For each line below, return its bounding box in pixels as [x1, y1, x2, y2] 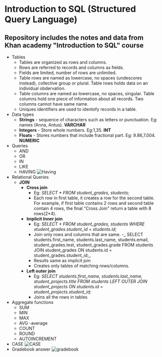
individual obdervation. [19, 85, 66, 91]
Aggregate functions [11, 300, 54, 305]
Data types [11, 111, 34, 117]
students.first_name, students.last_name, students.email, [33, 237, 149, 243]
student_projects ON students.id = [33, 284, 104, 289]
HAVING [19, 169, 36, 175]
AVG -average [19, 320, 48, 326]
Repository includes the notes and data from [4, 33, 144, 42]
